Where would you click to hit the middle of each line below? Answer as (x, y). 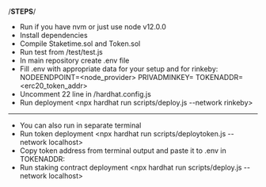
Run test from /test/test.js (61, 52)
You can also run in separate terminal (80, 125)
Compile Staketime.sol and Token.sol (80, 44)
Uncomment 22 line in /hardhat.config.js (85, 94)
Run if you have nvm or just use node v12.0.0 (93, 27)
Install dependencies (54, 35)
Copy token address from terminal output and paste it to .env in (123, 151)
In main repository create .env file (74, 60)
